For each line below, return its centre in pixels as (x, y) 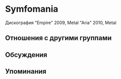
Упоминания (26, 71)
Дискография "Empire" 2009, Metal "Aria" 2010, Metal (61, 23)
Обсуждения (26, 55)
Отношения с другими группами (59, 38)
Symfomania (32, 9)
